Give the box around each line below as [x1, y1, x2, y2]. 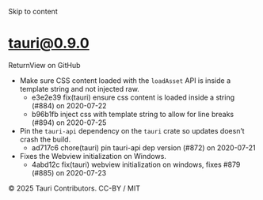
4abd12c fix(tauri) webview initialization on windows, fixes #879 [31, 160, 241, 169]
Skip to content [8, 7, 58, 16]
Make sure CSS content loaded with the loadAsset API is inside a [19, 75, 231, 85]
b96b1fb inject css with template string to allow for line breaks [31, 109, 234, 119]
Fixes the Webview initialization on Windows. [19, 151, 166, 160]
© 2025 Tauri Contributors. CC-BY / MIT [8, 183, 141, 193]
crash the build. [19, 134, 71, 144]
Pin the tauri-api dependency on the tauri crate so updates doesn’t [19, 126, 245, 135]
